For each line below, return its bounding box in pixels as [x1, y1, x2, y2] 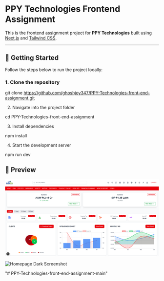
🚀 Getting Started [5, 54, 59, 62]
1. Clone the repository [5, 79, 60, 86]
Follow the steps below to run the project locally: [5, 67, 103, 73]
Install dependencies [12, 123, 55, 130]
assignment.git [5, 95, 35, 101]
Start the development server [12, 142, 72, 148]
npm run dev [5, 152, 31, 158]
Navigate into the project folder [12, 105, 75, 111]
